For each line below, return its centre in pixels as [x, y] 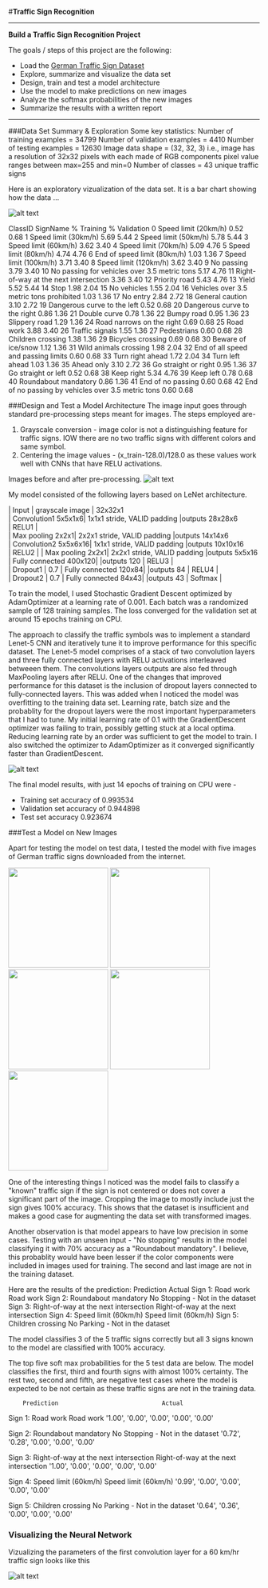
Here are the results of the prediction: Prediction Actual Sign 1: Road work [129, 1290]
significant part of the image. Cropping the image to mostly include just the [132, 1199]
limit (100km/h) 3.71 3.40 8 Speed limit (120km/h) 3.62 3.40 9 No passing [128, 262]
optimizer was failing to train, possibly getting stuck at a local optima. [122, 728]
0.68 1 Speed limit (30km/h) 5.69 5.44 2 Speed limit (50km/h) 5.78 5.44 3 [128, 237]
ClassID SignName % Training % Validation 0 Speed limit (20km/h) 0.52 [126, 228]
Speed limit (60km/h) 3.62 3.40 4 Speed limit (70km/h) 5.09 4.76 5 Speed [129, 246]
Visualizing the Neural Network [70, 1534]
